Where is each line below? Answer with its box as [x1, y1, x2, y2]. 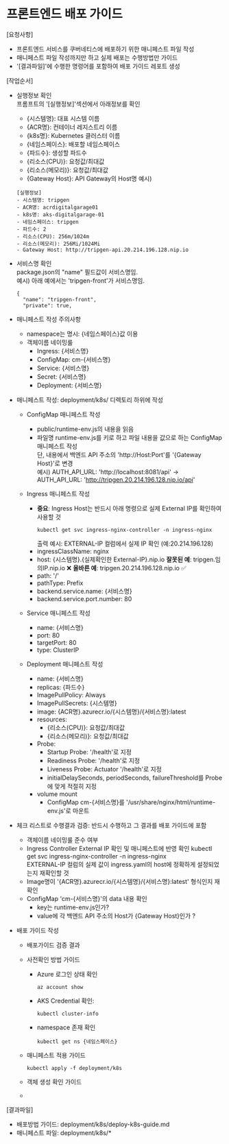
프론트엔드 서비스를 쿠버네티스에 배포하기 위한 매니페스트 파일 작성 [16, 45, 195, 53]
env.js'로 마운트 [47, 806, 90, 815]
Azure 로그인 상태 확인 [36, 970, 98, 978]
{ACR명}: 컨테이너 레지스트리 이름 [26, 123, 118, 131]
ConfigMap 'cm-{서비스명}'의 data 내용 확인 [26, 894, 148, 902]
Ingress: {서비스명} [36, 347, 89, 355]
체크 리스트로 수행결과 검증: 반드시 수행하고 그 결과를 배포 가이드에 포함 [16, 821, 207, 829]
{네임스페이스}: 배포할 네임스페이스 [26, 140, 121, 148]
